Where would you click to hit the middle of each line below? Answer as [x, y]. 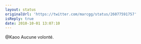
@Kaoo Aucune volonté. [29, 37]
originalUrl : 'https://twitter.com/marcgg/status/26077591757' [71, 14]
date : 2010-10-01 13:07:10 [33, 23]
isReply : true [20, 19]
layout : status [21, 10]
